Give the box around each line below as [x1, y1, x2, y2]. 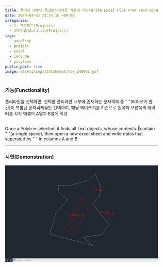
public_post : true [5, 64, 42, 69]
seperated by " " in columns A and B [5, 136, 78, 142]
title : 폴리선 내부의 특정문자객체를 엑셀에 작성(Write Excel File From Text [5, 8, 147, 13]
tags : [5, 33, 16, 38]
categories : [5, 18, 29, 23]
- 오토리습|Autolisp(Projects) [9, 28, 69, 33]
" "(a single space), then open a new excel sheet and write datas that [5, 131, 143, 137]
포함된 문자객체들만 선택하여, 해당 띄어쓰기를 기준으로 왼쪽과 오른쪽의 [15, 105, 147, 111]
